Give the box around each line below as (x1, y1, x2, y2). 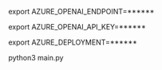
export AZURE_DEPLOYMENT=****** (8, 37, 137, 47)
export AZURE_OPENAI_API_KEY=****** (8, 22, 146, 31)
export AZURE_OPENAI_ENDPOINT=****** (8, 7, 155, 16)
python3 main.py (8, 53, 64, 62)
